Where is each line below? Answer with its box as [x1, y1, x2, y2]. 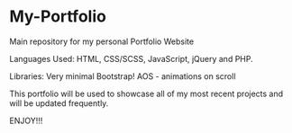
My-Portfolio [9, 6, 106, 27]
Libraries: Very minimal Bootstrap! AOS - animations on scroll [9, 70, 236, 82]
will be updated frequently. [9, 97, 109, 109]
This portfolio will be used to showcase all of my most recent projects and [9, 88, 284, 99]
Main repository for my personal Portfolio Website [9, 36, 195, 47]
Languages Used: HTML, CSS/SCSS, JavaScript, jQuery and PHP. [9, 53, 254, 64]
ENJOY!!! [9, 115, 43, 126]
